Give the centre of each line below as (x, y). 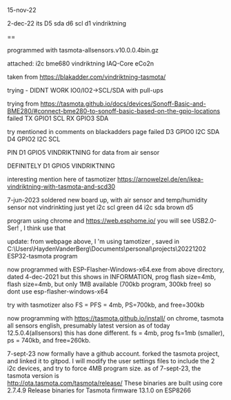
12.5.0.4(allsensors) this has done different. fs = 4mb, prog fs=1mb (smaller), (116, 333)
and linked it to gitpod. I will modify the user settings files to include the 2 (111, 361)
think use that (47, 228)
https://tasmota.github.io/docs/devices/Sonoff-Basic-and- (123, 104)
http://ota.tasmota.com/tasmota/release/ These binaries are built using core (115, 383)
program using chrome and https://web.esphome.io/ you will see (99, 221)
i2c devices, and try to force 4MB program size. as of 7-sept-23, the (104, 368)
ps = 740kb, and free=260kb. (49, 340)
